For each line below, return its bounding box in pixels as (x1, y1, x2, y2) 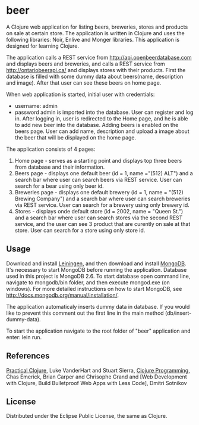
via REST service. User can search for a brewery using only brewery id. (14, 201, 190, 209)
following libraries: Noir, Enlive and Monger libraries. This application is (6, 36, 180, 43)
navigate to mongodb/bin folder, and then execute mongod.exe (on (6, 278, 170, 286)
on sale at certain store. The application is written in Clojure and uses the (6, 29, 185, 36)
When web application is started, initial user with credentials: (6, 91, 155, 98)
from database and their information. (14, 163, 105, 170)
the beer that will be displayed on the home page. (14, 134, 137, 141)
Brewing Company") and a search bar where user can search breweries (14, 195, 191, 202)
